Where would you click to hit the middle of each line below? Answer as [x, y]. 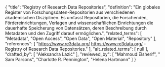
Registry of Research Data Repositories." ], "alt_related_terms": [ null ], [77, 49]
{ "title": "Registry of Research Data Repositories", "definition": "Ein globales [83, 7]
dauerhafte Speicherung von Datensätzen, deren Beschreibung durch [76, 28]
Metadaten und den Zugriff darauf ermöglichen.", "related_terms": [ [74, 33]
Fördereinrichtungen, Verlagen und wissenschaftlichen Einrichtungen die [79, 23]
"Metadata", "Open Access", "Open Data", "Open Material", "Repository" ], [81, 38]
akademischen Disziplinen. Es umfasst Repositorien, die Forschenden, [77, 17]
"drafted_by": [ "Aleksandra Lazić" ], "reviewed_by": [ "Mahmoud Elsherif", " [83, 54]
